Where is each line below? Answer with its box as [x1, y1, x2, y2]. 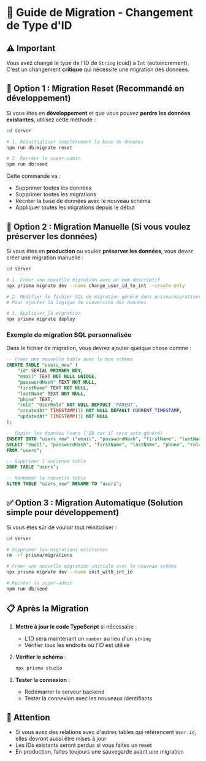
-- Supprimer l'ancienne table [6, 458, 86, 465]
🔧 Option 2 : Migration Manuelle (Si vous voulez [6, 221, 191, 232]
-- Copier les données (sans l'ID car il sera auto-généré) [6, 430, 164, 436]
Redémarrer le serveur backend [24, 688, 105, 695]
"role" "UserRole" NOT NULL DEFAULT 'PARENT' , [17, 402, 139, 408]
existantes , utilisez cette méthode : [6, 116, 96, 123]
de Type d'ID [6, 18, 72, 33]
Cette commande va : [6, 172, 61, 180]
